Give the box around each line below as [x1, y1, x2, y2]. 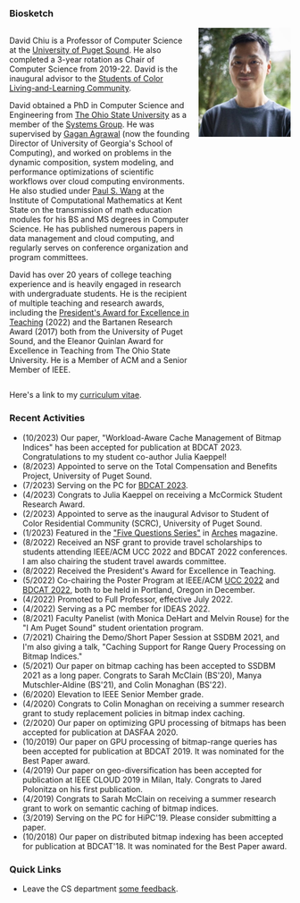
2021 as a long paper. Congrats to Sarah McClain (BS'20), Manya [21, 670, 262, 680]
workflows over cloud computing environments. [9, 176, 185, 187]
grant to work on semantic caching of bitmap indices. [21, 803, 219, 814]
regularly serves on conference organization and [9, 242, 189, 253]
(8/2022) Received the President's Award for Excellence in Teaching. [21, 565, 277, 576]
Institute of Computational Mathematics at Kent [9, 195, 183, 206]
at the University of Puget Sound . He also [9, 45, 162, 55]
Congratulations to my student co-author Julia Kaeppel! [21, 451, 228, 462]
